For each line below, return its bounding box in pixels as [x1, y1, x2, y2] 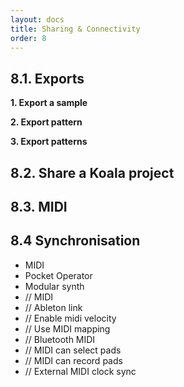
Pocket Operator [24, 269, 93, 281]
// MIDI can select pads [24, 344, 122, 356]
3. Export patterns [10, 136, 88, 148]
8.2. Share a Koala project [10, 164, 175, 181]
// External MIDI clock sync [24, 365, 137, 377]
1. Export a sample [10, 97, 88, 109]
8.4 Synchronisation [10, 232, 141, 250]
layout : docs [10, 14, 65, 25]
